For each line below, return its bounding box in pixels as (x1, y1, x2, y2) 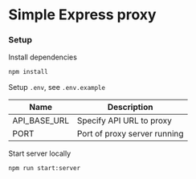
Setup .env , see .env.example (8, 83, 106, 92)
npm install (8, 68, 48, 76)
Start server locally (8, 148, 71, 158)
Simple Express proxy (8, 6, 157, 24)
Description (107, 102, 153, 113)
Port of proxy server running (76, 128, 184, 140)
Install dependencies (8, 52, 78, 62)
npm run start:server (8, 165, 81, 173)
